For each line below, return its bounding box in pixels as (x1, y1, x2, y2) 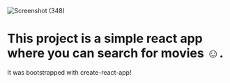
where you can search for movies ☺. (7, 46, 224, 62)
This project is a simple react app (7, 31, 204, 46)
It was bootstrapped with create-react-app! (7, 68, 132, 76)
